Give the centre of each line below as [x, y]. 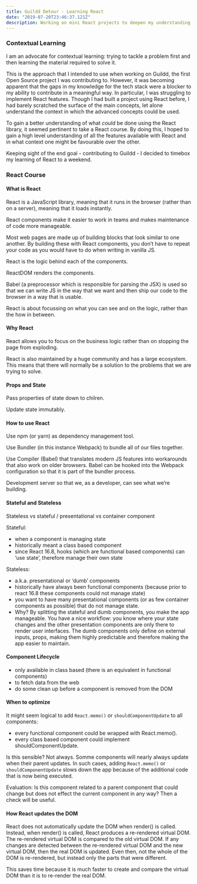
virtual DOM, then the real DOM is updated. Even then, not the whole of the [97, 852]
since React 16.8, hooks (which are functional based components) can [100, 551]
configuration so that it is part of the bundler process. [71, 472]
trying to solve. [24, 371]
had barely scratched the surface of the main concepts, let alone [85, 105]
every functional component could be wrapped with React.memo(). [96, 733]
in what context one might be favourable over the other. [74, 142]
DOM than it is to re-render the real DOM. [56, 876]
